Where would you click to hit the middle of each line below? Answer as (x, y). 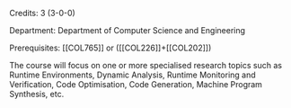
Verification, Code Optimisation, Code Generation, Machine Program (136, 84)
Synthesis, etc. (37, 94)
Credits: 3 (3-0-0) (43, 13)
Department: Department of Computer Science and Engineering (127, 30)
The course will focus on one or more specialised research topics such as (146, 65)
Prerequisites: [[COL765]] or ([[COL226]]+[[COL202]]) (110, 48)
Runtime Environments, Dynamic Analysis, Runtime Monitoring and (132, 75)
